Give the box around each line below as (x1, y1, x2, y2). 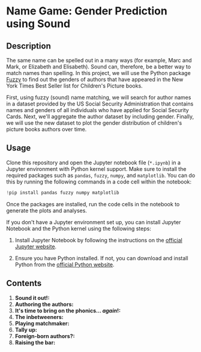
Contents (6, 278, 42, 288)
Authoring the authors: (14, 300, 74, 308)
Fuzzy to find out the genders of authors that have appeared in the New (6, 76, 184, 83)
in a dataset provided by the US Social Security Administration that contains (6, 100, 194, 107)
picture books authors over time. (6, 126, 87, 133)
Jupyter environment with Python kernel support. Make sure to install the (6, 165, 187, 172)
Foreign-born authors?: (14, 332, 75, 339)
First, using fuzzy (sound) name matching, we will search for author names (6, 94, 191, 101)
